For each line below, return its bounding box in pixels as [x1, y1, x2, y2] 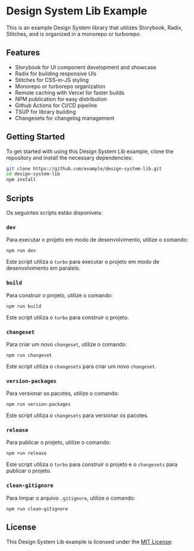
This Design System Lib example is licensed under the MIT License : [6, 538, 173, 545]
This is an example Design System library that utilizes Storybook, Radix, [6, 24, 183, 31]
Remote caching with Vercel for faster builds [14, 89, 125, 96]
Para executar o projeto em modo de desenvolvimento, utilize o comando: [6, 236, 189, 243]
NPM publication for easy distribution [14, 95, 107, 102]
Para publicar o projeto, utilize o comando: [6, 439, 111, 446]
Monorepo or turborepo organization [14, 83, 106, 90]
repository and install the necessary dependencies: [6, 154, 133, 161]
